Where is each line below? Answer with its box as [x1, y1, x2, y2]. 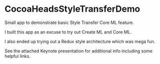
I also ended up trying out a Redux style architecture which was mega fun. [4, 38, 156, 44]
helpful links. [4, 53, 31, 59]
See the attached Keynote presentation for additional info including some [4, 48, 153, 54]
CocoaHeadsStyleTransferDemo [4, 3, 140, 15]
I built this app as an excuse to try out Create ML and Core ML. [4, 29, 132, 35]
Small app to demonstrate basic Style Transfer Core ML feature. [4, 20, 134, 25]
